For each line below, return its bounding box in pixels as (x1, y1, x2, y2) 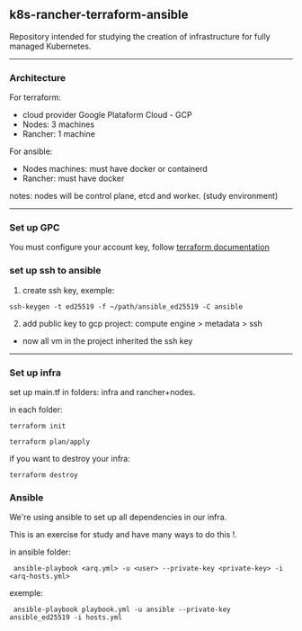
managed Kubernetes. (9, 41, 92, 51)
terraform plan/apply (9, 437, 91, 446)
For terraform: (9, 92, 61, 103)
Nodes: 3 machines (22, 119, 95, 130)
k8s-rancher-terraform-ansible (9, 7, 189, 23)
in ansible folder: (9, 546, 72, 557)
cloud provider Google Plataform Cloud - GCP (22, 110, 192, 121)
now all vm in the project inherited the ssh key (22, 335, 193, 346)
